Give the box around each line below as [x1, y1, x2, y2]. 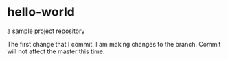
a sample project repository [7, 27, 85, 35]
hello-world [7, 4, 76, 20]
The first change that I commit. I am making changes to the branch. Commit [7, 40, 221, 48]
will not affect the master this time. [7, 47, 105, 56]
